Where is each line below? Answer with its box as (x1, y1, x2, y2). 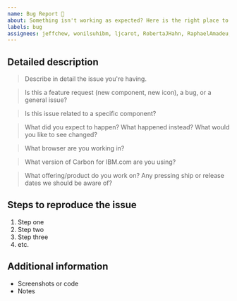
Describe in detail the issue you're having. (24, 75, 147, 83)
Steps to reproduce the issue (7, 199, 138, 211)
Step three (17, 233, 49, 241)
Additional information (7, 261, 109, 273)
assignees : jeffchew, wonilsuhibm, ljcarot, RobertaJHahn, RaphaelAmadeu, (7, 30, 232, 37)
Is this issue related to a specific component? (24, 110, 157, 118)
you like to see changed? (24, 131, 97, 139)
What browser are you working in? (24, 144, 125, 153)
